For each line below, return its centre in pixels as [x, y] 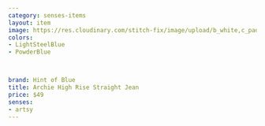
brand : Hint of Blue [42, 80]
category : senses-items [47, 15]
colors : [21, 37]
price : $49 [26, 94]
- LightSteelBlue [37, 45]
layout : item [30, 23]
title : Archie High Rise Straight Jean [74, 87]
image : [19, 30]
